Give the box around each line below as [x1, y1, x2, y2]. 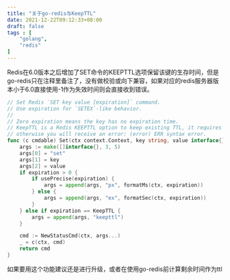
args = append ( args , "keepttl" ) [31, 213, 125, 220]
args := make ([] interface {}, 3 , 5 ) [19, 143, 121, 150]
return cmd [19, 245, 51, 253]
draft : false [7, 23, 44, 30]
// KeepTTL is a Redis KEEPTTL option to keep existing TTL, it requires [7, 124, 222, 131]
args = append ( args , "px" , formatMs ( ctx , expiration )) [43, 182, 204, 189]
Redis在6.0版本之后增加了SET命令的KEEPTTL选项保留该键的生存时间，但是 [7, 68, 219, 76]
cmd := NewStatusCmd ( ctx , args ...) [19, 233, 121, 240]
